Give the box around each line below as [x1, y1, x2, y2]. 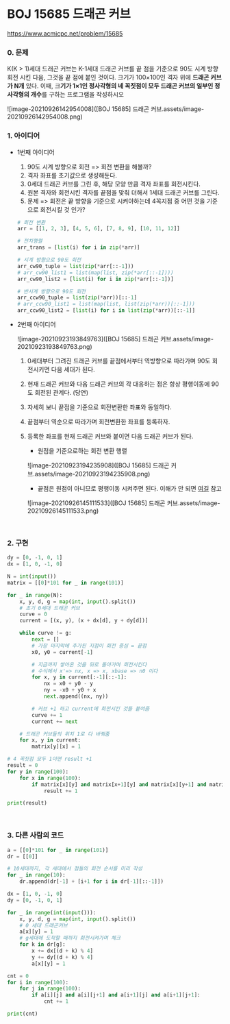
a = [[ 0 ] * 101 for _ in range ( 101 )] [7, 846, 109, 853]
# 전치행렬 [16, 238, 42, 245]
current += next [31, 718, 78, 725]
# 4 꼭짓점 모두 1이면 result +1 [7, 755, 92, 763]
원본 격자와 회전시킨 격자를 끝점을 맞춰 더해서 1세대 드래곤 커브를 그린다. [27, 188, 220, 196]
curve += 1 [31, 711, 63, 718]
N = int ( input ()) [7, 573, 57, 580]
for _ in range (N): [7, 592, 63, 598]
